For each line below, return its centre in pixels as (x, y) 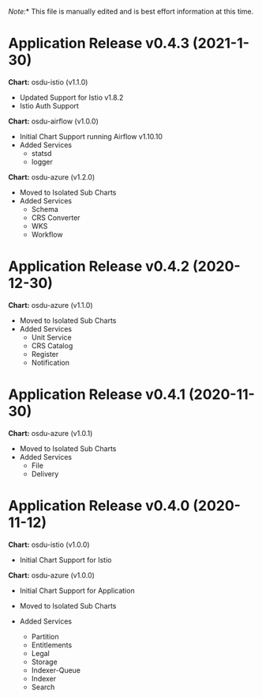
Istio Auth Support (49, 105)
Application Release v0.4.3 (99, 44)
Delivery (45, 473)
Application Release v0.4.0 (99, 506)
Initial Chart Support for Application (77, 590)
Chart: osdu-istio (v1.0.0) (49, 544)
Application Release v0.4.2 (99, 266)
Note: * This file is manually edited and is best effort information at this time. (131, 11)
